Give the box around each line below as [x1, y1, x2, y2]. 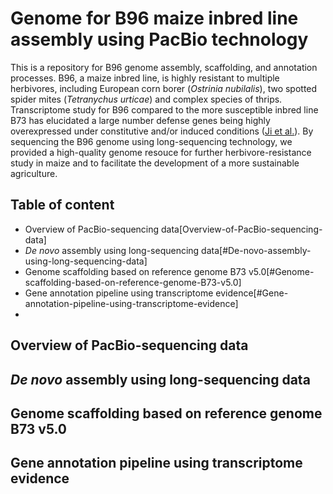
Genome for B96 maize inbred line [10, 7, 299, 30]
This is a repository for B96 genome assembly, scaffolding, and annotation [10, 61, 318, 73]
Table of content [10, 197, 115, 214]
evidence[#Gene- [215, 287, 289, 299]
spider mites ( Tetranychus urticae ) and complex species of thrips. [10, 93, 283, 105]
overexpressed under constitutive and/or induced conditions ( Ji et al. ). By [10, 125, 314, 137]
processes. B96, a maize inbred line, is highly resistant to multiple [10, 72, 280, 84]
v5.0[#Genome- [248, 265, 315, 277]
